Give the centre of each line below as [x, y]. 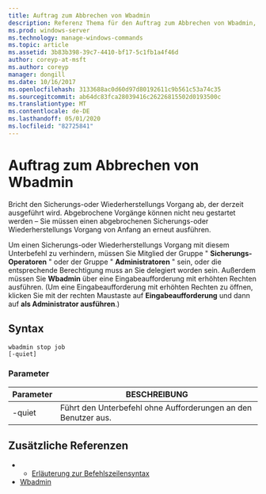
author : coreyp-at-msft [47, 60]
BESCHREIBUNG [157, 394]
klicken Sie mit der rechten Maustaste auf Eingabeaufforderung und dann [129, 295]
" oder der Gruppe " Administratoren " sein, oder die [135, 262]
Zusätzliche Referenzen [68, 446]
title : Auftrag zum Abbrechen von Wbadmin [79, 15]
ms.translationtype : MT [47, 104]
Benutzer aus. [86, 417]
